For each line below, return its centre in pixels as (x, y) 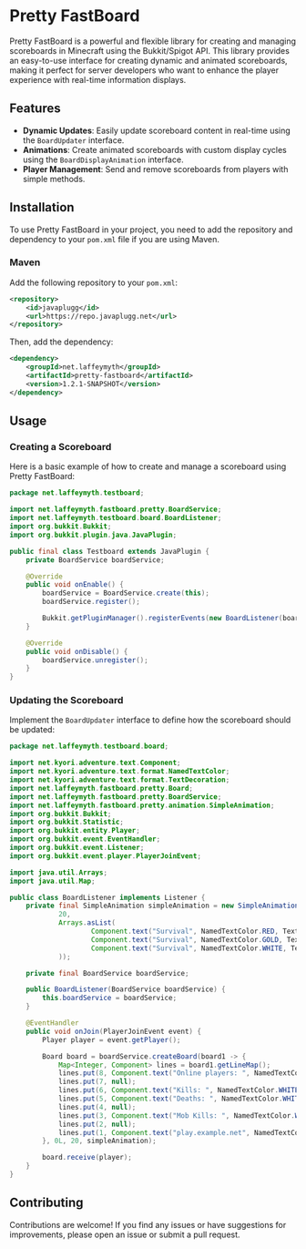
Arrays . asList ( (87, 923)
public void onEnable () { (75, 585)
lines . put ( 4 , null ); (97, 1107)
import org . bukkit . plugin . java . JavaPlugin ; (93, 535)
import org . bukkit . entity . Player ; (75, 831)
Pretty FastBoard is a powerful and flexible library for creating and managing (153, 41)
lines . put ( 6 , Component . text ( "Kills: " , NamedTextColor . (168, 1090)
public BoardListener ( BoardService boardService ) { (126, 989)
